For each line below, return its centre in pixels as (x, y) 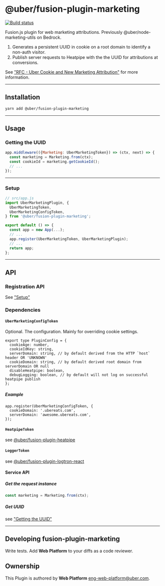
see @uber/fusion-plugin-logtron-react (45, 461)
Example (14, 394)
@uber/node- (137, 32)
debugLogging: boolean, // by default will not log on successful (79, 375)
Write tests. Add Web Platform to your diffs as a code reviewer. (69, 551)
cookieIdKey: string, (32, 349)
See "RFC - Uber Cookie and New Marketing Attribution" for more (72, 72)
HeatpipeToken (20, 429)
